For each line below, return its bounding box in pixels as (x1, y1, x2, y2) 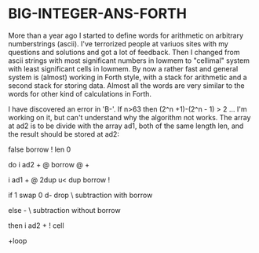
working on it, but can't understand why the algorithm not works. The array (8, 112, 251, 122)
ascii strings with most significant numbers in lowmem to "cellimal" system (8, 56, 250, 65)
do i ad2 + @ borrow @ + (8, 159, 90, 169)
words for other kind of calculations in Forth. (8, 89, 151, 98)
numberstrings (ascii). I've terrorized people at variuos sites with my (8, 38, 229, 48)
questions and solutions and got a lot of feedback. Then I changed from (8, 47, 241, 57)
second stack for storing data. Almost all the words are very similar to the (8, 80, 245, 90)
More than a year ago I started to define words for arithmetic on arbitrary (8, 31, 244, 40)
